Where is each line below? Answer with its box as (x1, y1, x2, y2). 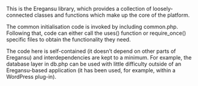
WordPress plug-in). (6, 73, 57, 80)
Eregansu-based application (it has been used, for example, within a (6, 67, 176, 74)
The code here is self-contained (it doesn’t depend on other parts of (6, 48, 176, 55)
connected (6, 11, 33, 19)
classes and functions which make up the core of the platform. (34, 11, 190, 19)
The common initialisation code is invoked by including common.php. (6, 23, 178, 30)
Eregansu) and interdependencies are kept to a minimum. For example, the (6, 54, 192, 61)
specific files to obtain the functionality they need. (6, 36, 131, 43)
